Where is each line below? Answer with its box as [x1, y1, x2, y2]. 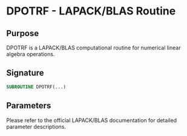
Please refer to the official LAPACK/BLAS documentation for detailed [6, 116, 177, 124]
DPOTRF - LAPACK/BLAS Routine [6, 4, 176, 18]
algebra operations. [6, 51, 55, 58]
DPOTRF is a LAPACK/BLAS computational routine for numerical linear [6, 44, 181, 51]
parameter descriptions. [6, 123, 67, 130]
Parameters [6, 100, 51, 111]
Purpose [6, 28, 39, 39]
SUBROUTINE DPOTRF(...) [6, 84, 67, 90]
